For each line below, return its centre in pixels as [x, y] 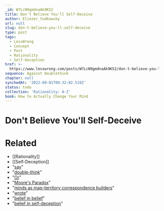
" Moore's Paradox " [31, 183]
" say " [18, 167]
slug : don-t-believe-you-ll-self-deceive [48, 28]
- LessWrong [22, 42]
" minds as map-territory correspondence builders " [63, 188]
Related [21, 143]
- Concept [19, 46]
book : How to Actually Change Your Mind [47, 96]
